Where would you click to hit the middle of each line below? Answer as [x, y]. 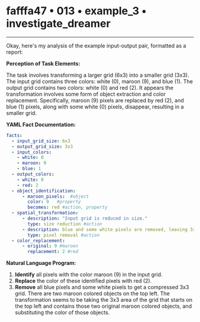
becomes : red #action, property [68, 207]
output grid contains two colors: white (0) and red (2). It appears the [90, 87]
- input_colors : [32, 152]
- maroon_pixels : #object [55, 196]
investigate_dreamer [59, 24]
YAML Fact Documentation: [41, 124]
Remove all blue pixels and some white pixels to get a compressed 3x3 [102, 287]
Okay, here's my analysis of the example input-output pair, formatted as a [96, 45]
